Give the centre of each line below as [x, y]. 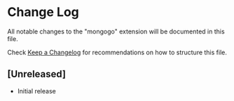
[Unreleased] [37, 74]
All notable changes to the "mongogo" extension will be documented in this [116, 31]
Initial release [36, 91]
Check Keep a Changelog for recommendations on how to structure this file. [117, 52]
